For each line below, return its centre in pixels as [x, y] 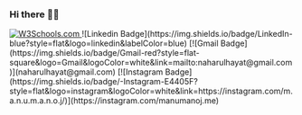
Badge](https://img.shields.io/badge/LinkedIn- [207, 34]
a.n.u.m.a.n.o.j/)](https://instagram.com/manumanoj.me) [114, 101]
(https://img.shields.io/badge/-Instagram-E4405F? [104, 82]
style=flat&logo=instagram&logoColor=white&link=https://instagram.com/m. [151, 91]
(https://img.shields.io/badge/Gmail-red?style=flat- [105, 53]
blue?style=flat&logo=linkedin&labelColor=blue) [99, 43]
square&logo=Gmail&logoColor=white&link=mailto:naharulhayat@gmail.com [151, 63]
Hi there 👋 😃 [34, 14]
